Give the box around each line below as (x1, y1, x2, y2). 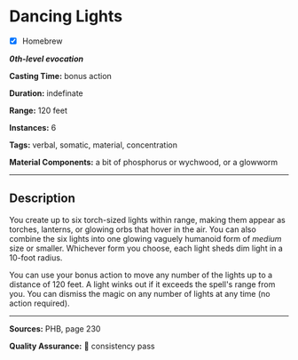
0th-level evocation (9, 53, 84, 64)
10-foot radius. (9, 252, 63, 263)
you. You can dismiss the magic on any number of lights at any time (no (9, 288, 271, 299)
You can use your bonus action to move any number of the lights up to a (9, 269, 273, 280)
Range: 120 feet (9, 105, 68, 116)
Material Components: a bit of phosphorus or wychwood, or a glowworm (9, 157, 278, 167)
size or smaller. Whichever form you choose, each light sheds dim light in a (9, 243, 284, 253)
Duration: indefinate (9, 88, 84, 99)
